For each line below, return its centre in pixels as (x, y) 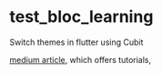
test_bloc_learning (81, 17)
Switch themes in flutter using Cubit (76, 42)
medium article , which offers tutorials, (81, 59)
